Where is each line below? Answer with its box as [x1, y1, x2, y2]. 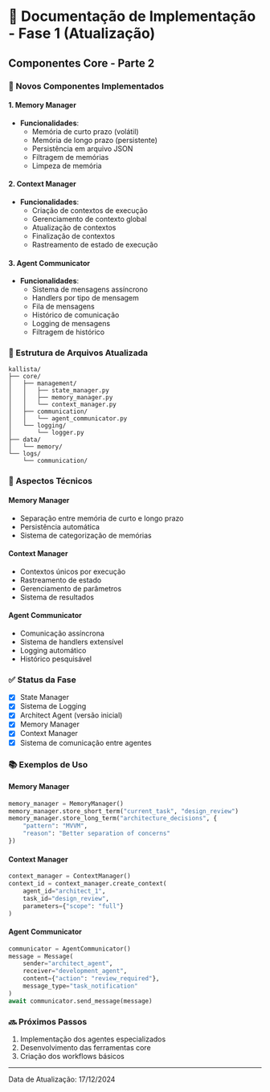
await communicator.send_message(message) [8, 996, 153, 1005]
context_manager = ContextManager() [8, 872, 131, 881]
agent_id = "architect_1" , [22, 887, 106, 895]
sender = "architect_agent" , [22, 959, 113, 967]
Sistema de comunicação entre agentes [19, 738, 152, 747]
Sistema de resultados [19, 592, 95, 602]
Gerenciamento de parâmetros [19, 583, 122, 593]
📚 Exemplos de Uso [8, 759, 88, 770]
